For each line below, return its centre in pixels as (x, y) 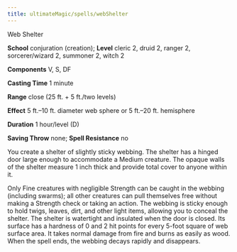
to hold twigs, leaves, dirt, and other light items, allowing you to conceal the (118, 211)
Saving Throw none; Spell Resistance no (68, 138)
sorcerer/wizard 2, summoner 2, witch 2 (66, 55)
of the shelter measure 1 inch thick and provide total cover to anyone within (117, 167)
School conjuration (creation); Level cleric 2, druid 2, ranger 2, (99, 48)
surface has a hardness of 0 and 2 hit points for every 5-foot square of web (118, 226)
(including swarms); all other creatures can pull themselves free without (112, 195)
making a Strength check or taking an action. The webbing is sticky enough (118, 203)
